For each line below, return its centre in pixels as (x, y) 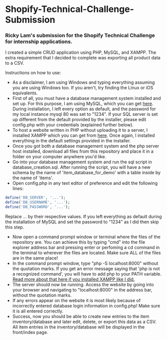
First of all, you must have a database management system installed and (86, 98)
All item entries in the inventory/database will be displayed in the (79, 327)
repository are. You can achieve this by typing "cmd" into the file (79, 242)
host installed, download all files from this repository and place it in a (83, 151)
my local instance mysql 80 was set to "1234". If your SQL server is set (85, 114)
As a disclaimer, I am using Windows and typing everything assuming (83, 82)
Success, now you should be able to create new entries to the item (81, 317)
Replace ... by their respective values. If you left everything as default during (83, 217)
